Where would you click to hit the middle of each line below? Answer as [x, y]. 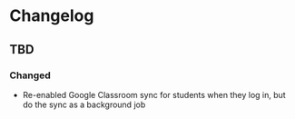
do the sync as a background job [84, 104]
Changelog [52, 16]
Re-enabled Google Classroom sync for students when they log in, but [154, 94]
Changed [30, 75]
